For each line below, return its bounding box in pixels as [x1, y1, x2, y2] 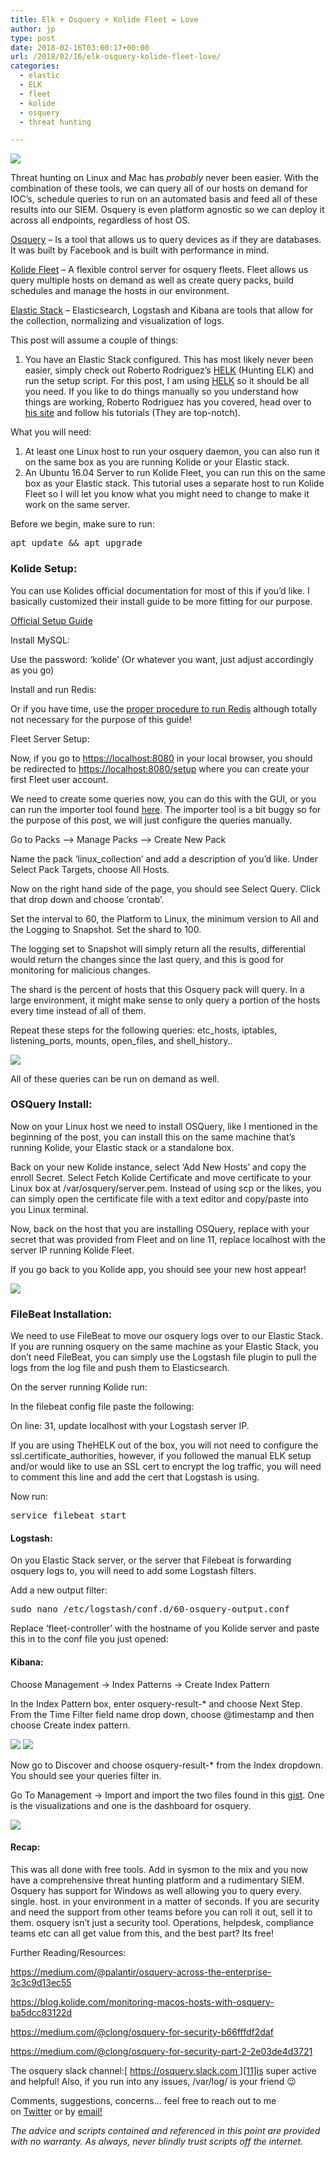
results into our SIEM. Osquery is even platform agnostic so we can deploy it [10, 204, 325, 216]
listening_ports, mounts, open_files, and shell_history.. [10, 1034, 233, 1046]
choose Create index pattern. [10, 1719, 131, 1731]
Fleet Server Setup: [10, 732, 90, 745]
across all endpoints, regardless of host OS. [10, 214, 191, 226]
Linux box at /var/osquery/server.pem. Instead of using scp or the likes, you [10, 1182, 322, 1194]
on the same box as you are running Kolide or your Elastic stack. [24, 456, 290, 468]
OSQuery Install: [10, 1097, 93, 1111]
